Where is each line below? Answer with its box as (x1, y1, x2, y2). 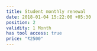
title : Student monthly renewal (6, 8, 86, 15)
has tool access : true (6, 30, 62, 36)
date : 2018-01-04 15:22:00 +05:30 (6, 14, 92, 20)
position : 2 (6, 19, 35, 25)
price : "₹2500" (6, 36, 44, 42)
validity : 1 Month (6, 25, 51, 31)
